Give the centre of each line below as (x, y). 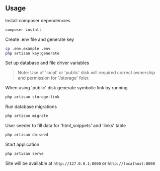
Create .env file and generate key (40, 39)
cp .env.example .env (28, 48)
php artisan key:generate (32, 53)
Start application (22, 145)
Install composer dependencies (38, 20)
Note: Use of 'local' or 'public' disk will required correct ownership (86, 73)
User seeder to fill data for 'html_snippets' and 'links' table (66, 126)
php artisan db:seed (27, 135)
